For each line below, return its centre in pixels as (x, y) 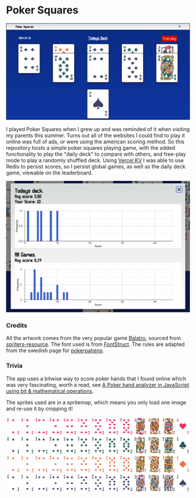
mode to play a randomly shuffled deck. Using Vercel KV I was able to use (95, 160)
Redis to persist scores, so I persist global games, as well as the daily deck (96, 167)
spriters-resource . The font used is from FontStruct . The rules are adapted (95, 344)
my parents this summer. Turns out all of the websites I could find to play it (96, 136)
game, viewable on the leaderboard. (50, 173)
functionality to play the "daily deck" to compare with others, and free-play (96, 154)
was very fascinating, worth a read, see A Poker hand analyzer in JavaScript (98, 384)
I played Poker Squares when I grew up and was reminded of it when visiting (98, 129)
